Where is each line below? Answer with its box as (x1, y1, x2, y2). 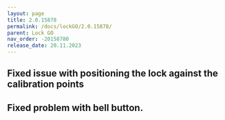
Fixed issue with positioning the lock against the (7, 68, 219, 79)
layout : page (7, 10, 45, 17)
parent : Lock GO (7, 29, 54, 37)
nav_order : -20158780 (7, 36, 69, 43)
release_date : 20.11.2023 (7, 42, 81, 49)
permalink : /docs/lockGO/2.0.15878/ (7, 23, 112, 30)
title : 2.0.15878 (7, 17, 57, 23)
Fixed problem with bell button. (7, 101, 143, 114)
